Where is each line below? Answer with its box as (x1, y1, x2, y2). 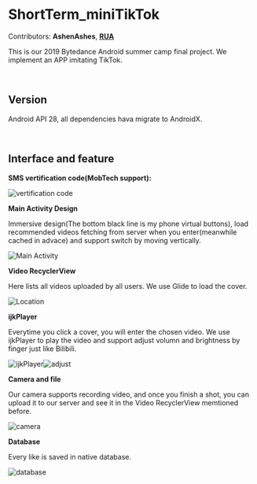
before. (8, 406, 32, 416)
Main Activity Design (8, 203, 79, 213)
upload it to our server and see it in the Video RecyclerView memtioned (8, 397, 239, 407)
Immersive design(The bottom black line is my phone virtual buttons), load (8, 219, 249, 228)
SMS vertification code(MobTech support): (8, 173, 152, 183)
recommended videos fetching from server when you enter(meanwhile (8, 227, 237, 237)
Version (8, 93, 47, 107)
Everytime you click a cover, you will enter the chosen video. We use (8, 327, 230, 336)
